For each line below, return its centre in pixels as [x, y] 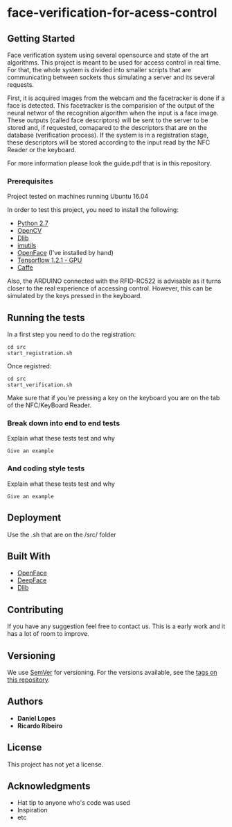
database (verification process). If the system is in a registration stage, [108, 135]
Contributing [35, 609]
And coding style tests [46, 468]
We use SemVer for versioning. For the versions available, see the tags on [112, 672]
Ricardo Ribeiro [40, 726]
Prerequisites [30, 181]
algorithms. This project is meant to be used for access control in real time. [114, 63]
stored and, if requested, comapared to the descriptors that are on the [107, 128]
